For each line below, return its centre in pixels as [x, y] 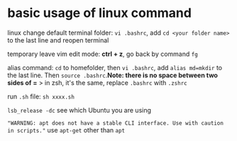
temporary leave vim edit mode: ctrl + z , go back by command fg [103, 54]
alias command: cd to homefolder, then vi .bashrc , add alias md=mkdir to [115, 67]
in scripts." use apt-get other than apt [66, 130]
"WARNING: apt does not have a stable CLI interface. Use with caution [115, 123]
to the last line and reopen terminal [58, 40]
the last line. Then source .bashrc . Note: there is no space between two [113, 75]
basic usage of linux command [99, 13]
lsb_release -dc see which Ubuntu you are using [79, 110]
